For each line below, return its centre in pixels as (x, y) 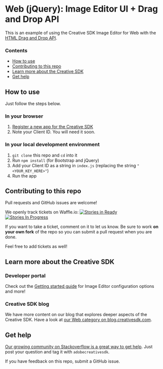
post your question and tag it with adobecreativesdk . (57, 352)
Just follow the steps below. (33, 104)
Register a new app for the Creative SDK (53, 127)
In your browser (24, 116)
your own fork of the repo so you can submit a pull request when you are (79, 232)
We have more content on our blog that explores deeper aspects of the (76, 315)
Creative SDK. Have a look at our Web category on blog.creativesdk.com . (79, 320)
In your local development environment (52, 144)
